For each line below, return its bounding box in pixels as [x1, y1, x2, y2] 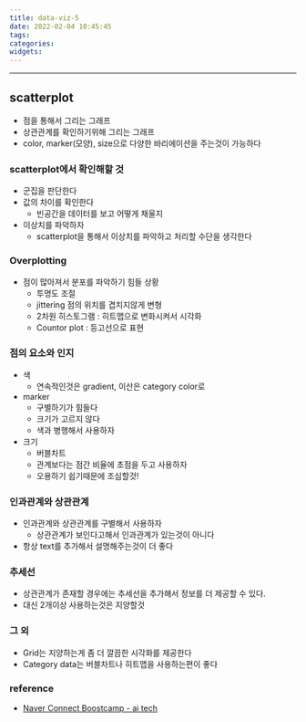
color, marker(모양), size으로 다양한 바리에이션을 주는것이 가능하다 [22, 138, 261, 149]
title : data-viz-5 [9, 13, 79, 23]
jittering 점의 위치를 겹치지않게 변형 [36, 298, 162, 310]
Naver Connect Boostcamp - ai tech [22, 703, 158, 714]
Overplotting [9, 255, 67, 267]
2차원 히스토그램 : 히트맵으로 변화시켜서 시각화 [36, 310, 202, 321]
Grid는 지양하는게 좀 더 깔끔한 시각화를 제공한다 [22, 647, 192, 658]
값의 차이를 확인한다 [22, 197, 94, 208]
